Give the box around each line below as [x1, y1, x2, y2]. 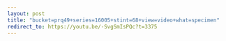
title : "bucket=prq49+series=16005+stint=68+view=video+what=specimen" [7, 17, 220, 24]
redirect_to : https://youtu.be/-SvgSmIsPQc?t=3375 [7, 23, 158, 30]
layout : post [7, 10, 45, 17]
